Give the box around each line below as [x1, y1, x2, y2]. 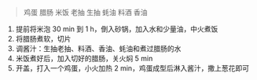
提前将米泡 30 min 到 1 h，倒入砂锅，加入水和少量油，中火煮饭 [15, 24, 218, 34]
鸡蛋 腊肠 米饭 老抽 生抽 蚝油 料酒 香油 [23, 8, 148, 16]
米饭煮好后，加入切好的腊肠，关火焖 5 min [15, 54, 153, 63]
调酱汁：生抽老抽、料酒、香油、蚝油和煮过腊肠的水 [15, 44, 182, 53]
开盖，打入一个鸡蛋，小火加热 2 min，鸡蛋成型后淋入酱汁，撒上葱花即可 [15, 64, 250, 73]
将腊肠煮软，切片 [15, 35, 72, 43]
